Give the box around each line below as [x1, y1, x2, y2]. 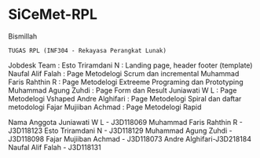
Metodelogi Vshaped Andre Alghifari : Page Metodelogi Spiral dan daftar [8, 94, 242, 103]
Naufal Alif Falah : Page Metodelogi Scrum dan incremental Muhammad [8, 68, 240, 78]
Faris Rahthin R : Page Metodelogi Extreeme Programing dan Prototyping [8, 77, 244, 86]
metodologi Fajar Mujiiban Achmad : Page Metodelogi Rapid [8, 102, 202, 112]
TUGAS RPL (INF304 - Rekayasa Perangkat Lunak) [8, 46, 167, 54]
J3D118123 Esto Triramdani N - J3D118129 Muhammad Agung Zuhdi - [8, 126, 233, 135]
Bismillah [8, 31, 38, 41]
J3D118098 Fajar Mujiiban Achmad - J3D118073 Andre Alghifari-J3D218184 [8, 134, 252, 143]
